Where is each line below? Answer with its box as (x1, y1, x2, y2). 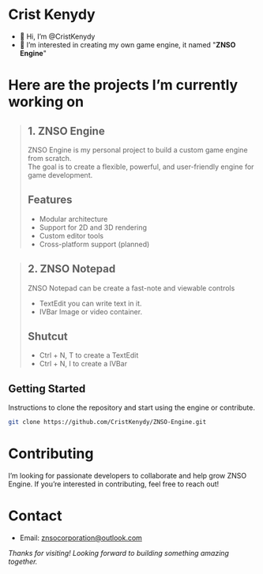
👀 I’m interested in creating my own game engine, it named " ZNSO (19, 39, 236, 49)
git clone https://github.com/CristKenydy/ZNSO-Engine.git (8, 418, 207, 426)
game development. (27, 170, 93, 179)
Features (27, 193, 73, 207)
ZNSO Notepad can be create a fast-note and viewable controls (27, 283, 235, 293)
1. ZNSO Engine (27, 124, 105, 137)
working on (8, 93, 85, 111)
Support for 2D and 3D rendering (39, 223, 148, 232)
